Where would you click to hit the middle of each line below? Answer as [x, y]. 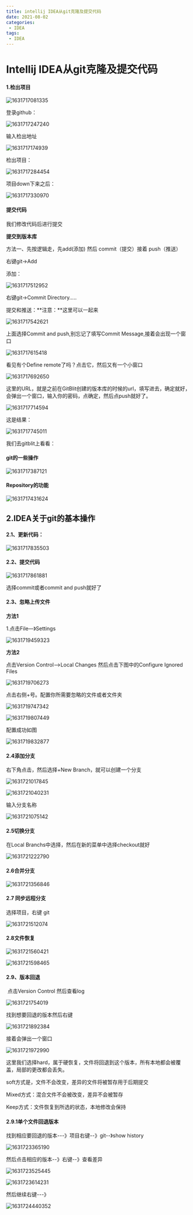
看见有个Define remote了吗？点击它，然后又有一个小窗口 [75, 365]
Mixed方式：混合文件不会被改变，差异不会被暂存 [65, 1094]
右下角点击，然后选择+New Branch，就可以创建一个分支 [74, 770]
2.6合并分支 [20, 871]
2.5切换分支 [20, 830]
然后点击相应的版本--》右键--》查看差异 [54, 1159]
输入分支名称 [21, 805]
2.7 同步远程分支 [26, 898]
